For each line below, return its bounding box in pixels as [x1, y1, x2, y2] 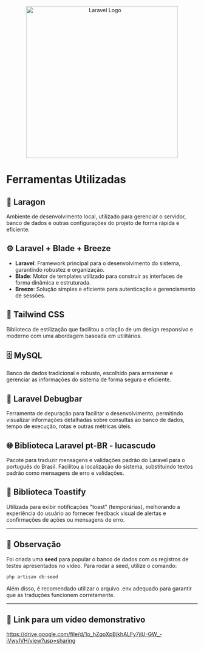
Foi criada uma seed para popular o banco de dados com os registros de [6, 555, 189, 562]
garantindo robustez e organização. [15, 266, 105, 273]
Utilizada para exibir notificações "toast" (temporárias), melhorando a [6, 503, 180, 510]
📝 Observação [6, 539, 61, 550]
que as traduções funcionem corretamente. [6, 591, 115, 598]
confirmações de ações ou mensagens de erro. [6, 516, 125, 523]
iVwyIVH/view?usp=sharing [6, 637, 76, 645]
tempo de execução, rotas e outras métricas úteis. [6, 423, 132, 430]
